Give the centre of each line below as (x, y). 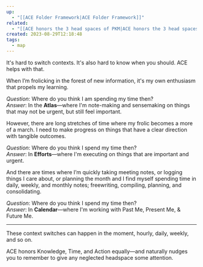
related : (17, 23)
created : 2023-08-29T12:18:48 (44, 34)
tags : (13, 40)
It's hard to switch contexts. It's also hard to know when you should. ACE (97, 62)
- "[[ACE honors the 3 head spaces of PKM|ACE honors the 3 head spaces (105, 29)
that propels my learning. (37, 87)
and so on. (20, 239)
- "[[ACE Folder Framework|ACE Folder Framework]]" (78, 17)
